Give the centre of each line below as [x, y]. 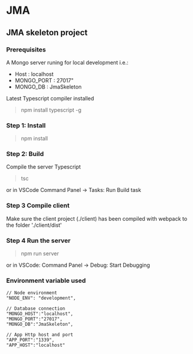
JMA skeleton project [47, 33]
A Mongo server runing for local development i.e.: [67, 62]
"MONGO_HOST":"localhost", [40, 314]
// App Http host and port [40, 335]
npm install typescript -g [51, 110]
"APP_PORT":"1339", [30, 340]
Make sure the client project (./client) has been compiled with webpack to [97, 218]
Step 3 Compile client [38, 206]
